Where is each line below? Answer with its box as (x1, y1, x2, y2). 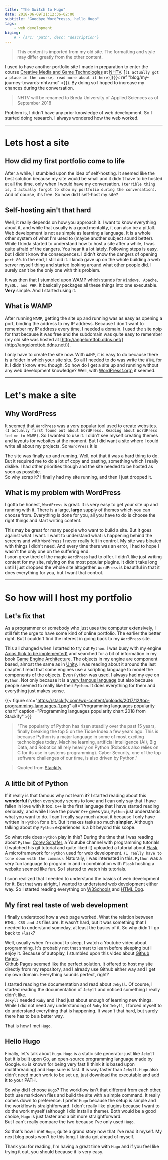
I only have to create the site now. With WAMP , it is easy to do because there (5, 351, 158, 357)
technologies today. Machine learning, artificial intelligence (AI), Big (17, 739, 156, 745)
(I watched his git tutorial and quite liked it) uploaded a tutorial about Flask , (5, 845, 159, 851)
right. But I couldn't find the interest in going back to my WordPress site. (5, 636, 151, 642)
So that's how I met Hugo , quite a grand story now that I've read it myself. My (5, 1128, 162, 1134)
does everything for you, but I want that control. (5, 570, 103, 576)
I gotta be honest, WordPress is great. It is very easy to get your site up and (5, 502, 158, 508)
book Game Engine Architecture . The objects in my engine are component (5, 656, 158, 662)
